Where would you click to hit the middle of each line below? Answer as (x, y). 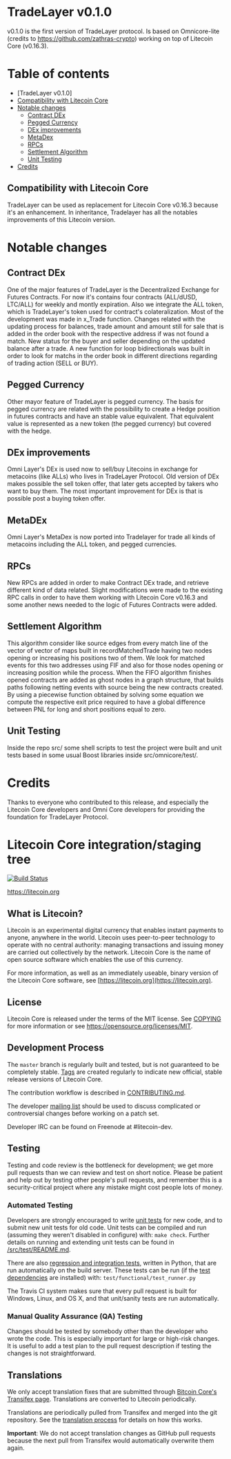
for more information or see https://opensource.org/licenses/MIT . (100, 1026)
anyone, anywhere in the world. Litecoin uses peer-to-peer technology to (111, 938)
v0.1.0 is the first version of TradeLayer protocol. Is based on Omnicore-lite (113, 31)
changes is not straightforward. (52, 1353)
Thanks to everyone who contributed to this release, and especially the (108, 802)
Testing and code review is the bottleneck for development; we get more (110, 1165)
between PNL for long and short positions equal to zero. (87, 709)
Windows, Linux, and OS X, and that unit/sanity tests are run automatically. (113, 1298)
